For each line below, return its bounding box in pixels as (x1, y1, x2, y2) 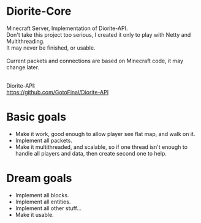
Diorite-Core (6, 4, 72, 18)
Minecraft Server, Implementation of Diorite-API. (6, 25, 128, 32)
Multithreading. (6, 37, 45, 45)
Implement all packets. (15, 137, 72, 144)
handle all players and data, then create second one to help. (15, 149, 167, 157)
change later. (6, 63, 40, 71)
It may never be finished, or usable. (6, 44, 96, 51)
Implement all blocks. (15, 191, 69, 198)
